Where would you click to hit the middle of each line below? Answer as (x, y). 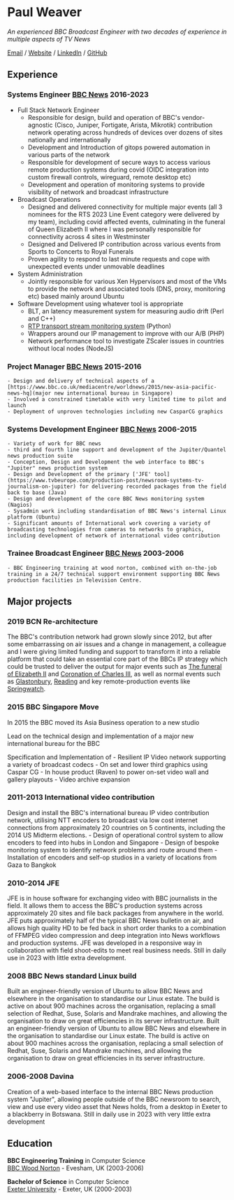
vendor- (193, 117)
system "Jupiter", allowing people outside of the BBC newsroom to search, (114, 1099)
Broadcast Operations (49, 199)
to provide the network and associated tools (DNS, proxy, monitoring (126, 289)
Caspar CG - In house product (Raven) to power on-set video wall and (108, 772)
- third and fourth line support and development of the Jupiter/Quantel (117, 450)
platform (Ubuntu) (34, 517)
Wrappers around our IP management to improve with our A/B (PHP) (126, 333)
